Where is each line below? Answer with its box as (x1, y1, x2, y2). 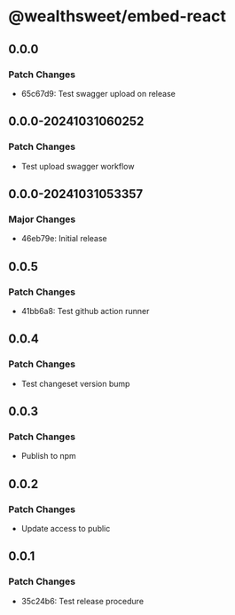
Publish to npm (20, 451, 76, 461)
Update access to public (20, 524, 111, 533)
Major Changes (8, 213, 76, 225)
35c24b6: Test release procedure (20, 595, 144, 606)
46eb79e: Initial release (20, 233, 107, 244)
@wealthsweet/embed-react (8, 6, 227, 27)
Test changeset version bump (20, 378, 130, 389)
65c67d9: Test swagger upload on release (20, 88, 176, 99)
